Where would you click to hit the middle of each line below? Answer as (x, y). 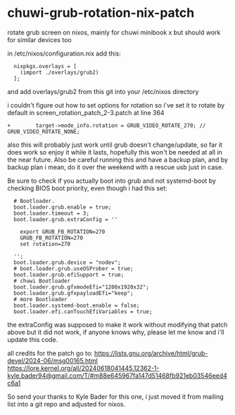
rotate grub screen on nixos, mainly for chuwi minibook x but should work (114, 32)
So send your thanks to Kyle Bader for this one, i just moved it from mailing (115, 396)
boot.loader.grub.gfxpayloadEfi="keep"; (74, 293)
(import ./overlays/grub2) (59, 72)
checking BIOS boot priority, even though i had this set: (87, 188)
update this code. (33, 339)
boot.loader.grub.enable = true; (63, 207)
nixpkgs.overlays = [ (45, 66)
